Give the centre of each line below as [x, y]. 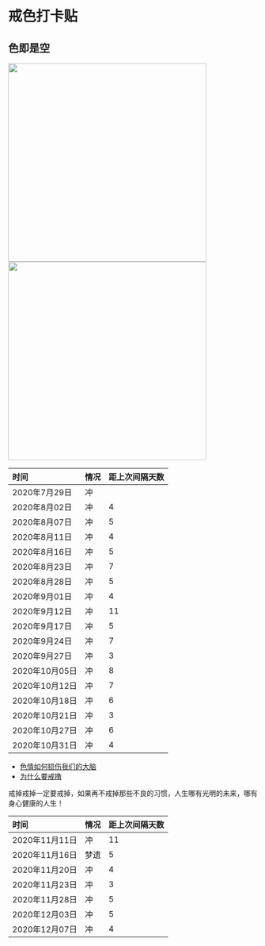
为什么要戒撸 [40, 776]
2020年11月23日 [45, 884]
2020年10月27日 [45, 731]
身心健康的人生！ [36, 803]
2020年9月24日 [42, 641]
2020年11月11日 [45, 840]
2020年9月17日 [42, 626]
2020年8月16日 [42, 552]
